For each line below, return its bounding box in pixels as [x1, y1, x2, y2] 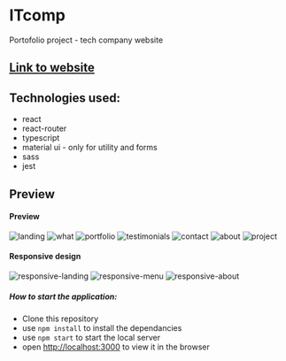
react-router [21, 123, 67, 134]
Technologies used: [9, 90, 121, 105]
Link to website [9, 60, 95, 75]
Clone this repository [21, 313, 99, 324]
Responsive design [9, 251, 81, 262]
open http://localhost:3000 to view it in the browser [21, 342, 211, 352]
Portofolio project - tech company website [9, 35, 164, 45]
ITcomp [9, 5, 66, 26]
